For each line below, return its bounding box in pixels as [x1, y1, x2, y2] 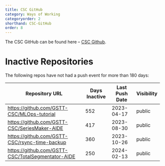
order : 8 [5, 26, 23, 30]
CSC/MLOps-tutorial [7, 111, 55, 118]
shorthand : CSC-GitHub [5, 21, 52, 26]
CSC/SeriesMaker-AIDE [7, 125, 63, 132]
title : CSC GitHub [5, 7, 43, 12]
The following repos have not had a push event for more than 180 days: [5, 72, 149, 79]
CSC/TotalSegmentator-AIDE [7, 153, 76, 160]
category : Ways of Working [5, 12, 60, 17]
